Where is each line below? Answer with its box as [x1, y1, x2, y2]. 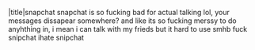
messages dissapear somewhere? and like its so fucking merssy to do [8, 16, 237, 25]
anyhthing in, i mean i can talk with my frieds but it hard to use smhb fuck [8, 25, 248, 33]
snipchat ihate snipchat [8, 33, 85, 42]
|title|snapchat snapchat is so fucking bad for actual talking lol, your [8, 8, 230, 17]
